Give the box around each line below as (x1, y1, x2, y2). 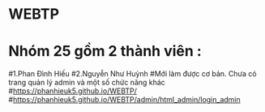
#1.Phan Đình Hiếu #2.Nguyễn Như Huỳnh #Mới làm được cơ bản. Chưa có (8, 69, 257, 79)
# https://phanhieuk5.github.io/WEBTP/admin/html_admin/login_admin (8, 95, 241, 105)
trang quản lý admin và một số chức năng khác (8, 78, 166, 88)
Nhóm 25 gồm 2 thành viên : (8, 42, 203, 61)
